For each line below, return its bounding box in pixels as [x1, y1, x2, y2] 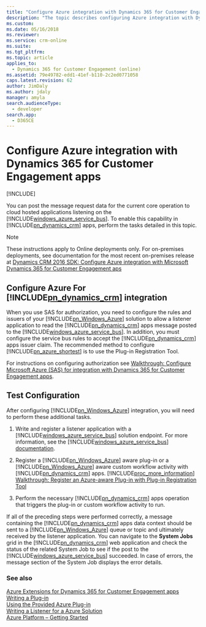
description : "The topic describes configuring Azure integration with [6, 15, 193, 21]
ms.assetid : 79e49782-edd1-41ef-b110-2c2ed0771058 [6, 72, 139, 78]
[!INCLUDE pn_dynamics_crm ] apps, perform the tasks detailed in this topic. [6, 221, 197, 229]
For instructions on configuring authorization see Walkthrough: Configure [6, 360, 191, 367]
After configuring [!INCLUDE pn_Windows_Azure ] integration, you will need [6, 406, 195, 414]
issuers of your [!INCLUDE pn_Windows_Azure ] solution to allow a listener [6, 315, 192, 322]
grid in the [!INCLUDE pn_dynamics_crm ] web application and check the [6, 539, 188, 546]
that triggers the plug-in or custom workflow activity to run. [15, 501, 166, 508]
